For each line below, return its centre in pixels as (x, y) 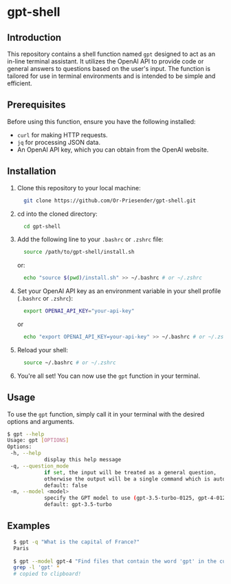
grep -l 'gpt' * (36, 567)
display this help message (82, 460)
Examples (29, 526)
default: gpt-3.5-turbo (78, 505)
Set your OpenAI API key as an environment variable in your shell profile (119, 291)
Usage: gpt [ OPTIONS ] (38, 441)
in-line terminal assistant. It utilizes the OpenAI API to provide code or (106, 61)
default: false (66, 485)
